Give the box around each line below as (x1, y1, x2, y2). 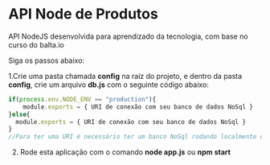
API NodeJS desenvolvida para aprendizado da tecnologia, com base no (8, 31, 248, 41)
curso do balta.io (8, 39, 64, 49)
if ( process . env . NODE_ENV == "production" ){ (8, 95, 157, 103)
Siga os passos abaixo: (8, 56, 85, 65)
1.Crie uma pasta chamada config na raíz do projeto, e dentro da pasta (8, 71, 243, 80)
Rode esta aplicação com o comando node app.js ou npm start (19, 147, 231, 157)
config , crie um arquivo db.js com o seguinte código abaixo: (8, 80, 209, 89)
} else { (8, 110, 31, 118)
